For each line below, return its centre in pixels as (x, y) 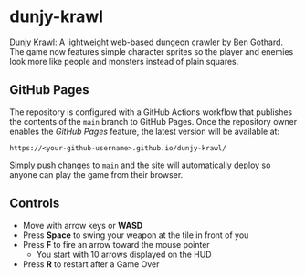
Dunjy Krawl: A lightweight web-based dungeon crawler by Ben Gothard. (147, 42)
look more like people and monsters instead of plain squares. (124, 61)
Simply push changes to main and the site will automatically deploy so (140, 165)
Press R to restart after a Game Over (91, 264)
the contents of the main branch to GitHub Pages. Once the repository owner (153, 121)
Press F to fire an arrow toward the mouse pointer (116, 244)
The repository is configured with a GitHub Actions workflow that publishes (151, 112)
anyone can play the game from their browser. (96, 174)
